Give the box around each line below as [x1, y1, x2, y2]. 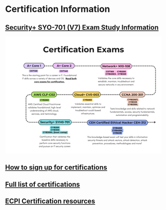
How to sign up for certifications [5, 163, 108, 172]
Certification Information [5, 3, 110, 15]
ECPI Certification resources [5, 197, 95, 206]
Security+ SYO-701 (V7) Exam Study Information [5, 23, 159, 32]
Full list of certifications [5, 180, 81, 189]
